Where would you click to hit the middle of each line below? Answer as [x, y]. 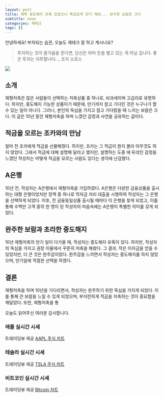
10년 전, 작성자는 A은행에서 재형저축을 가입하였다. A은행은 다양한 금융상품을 [78, 188]
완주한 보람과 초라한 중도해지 [46, 229]
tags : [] [14, 28]
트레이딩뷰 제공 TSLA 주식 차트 [35, 364]
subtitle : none [21, 19]
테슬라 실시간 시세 [25, 352]
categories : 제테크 [23, 23]
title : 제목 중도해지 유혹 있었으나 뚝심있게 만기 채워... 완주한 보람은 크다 [73, 14]
